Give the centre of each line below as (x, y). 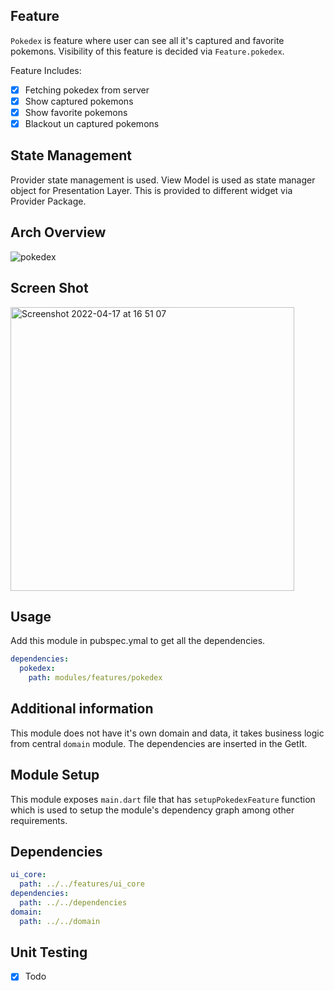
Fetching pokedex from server (87, 90)
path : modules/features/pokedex (95, 678)
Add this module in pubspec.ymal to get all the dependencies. (138, 641)
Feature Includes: (46, 70)
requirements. (39, 820)
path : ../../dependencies (73, 903)
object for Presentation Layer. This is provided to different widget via (151, 190)
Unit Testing (49, 952)
